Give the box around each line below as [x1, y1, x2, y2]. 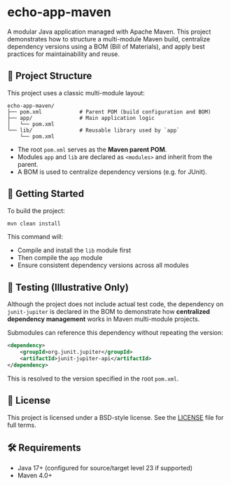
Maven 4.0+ [17, 471, 52, 480]
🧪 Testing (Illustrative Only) [7, 281, 129, 293]
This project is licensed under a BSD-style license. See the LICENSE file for [7, 413, 224, 421]
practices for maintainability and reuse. [7, 50, 120, 58]
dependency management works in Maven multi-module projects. [7, 315, 200, 323]
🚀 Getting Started [7, 188, 85, 200]
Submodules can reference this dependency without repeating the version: [7, 329, 224, 337]
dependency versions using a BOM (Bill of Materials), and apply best [7, 42, 205, 50]
